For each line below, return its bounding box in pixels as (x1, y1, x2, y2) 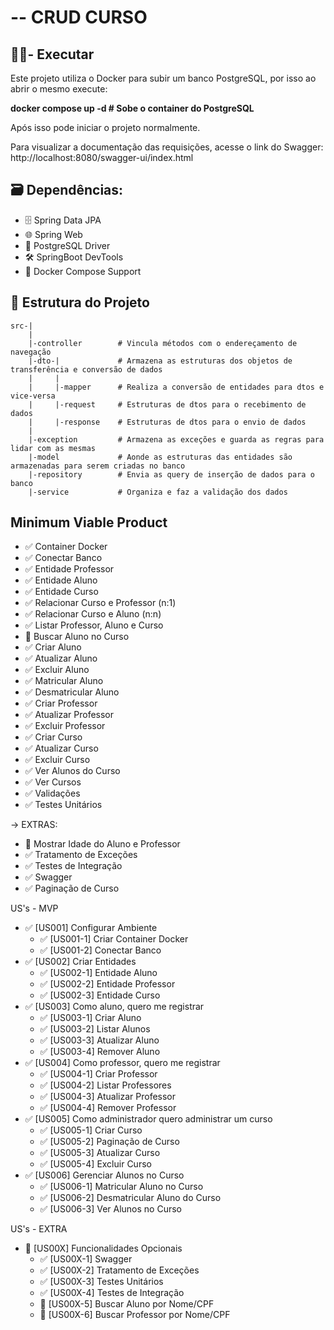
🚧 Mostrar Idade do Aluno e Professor (24, 838, 181, 850)
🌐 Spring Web (24, 228, 83, 240)
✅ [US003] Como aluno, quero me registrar (24, 1001, 205, 1013)
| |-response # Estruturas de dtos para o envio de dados (28, 417, 307, 427)
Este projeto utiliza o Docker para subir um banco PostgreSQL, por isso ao (10, 72, 317, 84)
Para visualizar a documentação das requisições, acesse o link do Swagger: (10, 141, 324, 153)
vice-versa (10, 391, 56, 401)
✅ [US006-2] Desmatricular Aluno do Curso (39, 1192, 222, 1204)
